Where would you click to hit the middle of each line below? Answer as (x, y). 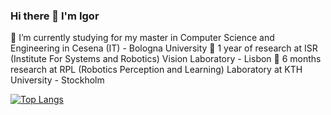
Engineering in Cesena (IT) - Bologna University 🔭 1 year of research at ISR (164, 48)
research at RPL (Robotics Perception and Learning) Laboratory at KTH (156, 70)
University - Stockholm (57, 80)
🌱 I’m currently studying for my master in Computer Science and (142, 38)
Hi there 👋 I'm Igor (55, 16)
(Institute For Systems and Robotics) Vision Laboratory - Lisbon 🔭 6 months (166, 59)
